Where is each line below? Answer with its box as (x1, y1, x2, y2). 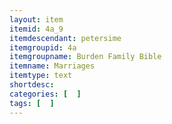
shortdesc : (9, 80, 55, 90)
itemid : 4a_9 (9, 24, 64, 34)
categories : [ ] (9, 89, 82, 99)
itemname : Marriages (9, 61, 96, 71)
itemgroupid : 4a (9, 42, 77, 53)
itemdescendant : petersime (9, 33, 122, 43)
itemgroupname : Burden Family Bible (9, 52, 162, 62)
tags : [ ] (9, 98, 55, 108)
